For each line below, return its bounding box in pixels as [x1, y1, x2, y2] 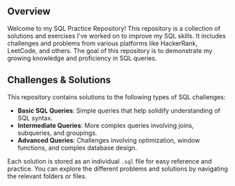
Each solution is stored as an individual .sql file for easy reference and [7, 157, 213, 165]
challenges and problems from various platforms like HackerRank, [7, 38, 198, 48]
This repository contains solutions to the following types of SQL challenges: [7, 92, 226, 101]
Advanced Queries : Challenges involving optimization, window [17, 136, 201, 144]
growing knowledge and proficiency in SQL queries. [7, 54, 157, 62]
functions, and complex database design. [17, 143, 137, 152]
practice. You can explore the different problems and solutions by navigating [7, 164, 228, 173]
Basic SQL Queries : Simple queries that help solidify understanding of [17, 106, 221, 115]
